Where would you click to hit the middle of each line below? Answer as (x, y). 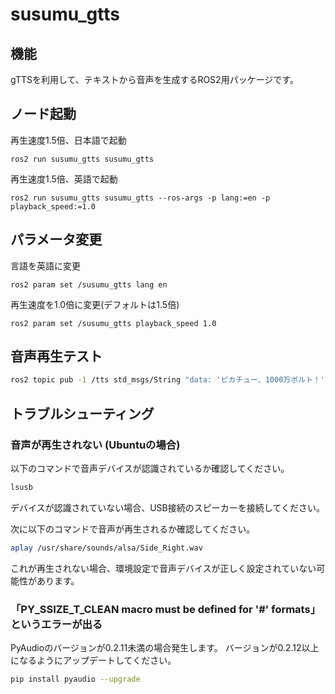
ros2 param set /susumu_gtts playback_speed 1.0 (113, 323)
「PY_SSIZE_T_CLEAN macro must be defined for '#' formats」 (166, 609)
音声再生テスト (56, 356)
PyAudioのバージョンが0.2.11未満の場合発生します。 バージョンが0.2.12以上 (165, 648)
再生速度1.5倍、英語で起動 (64, 179)
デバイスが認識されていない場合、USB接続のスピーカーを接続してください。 (167, 507)
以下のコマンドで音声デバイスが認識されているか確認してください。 (150, 468)
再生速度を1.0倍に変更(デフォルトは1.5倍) (95, 304)
